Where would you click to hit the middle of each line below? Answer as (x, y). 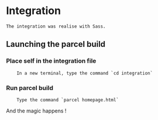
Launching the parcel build (56, 44)
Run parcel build (30, 88)
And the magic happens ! (36, 111)
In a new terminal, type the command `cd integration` (85, 73)
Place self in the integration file (51, 61)
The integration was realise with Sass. (56, 26)
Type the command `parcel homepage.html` (68, 100)
